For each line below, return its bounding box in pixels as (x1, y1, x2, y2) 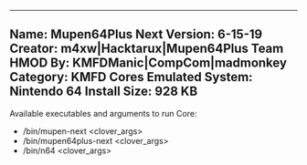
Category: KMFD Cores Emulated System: (9, 69, 253, 85)
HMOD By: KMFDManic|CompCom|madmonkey (9, 56, 288, 71)
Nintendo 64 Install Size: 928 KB (9, 84, 198, 99)
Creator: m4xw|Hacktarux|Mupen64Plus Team (9, 41, 284, 57)
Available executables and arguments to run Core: (9, 108, 197, 119)
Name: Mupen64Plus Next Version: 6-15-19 (9, 26, 263, 42)
